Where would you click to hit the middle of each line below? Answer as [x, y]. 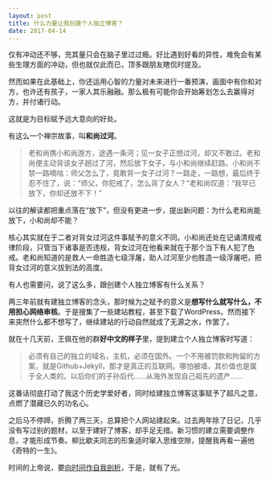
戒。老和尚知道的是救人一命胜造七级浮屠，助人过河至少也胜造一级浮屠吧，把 [135, 257]
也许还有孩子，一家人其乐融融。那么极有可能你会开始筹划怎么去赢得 [135, 92]
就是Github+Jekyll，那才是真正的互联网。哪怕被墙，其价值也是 [146, 366]
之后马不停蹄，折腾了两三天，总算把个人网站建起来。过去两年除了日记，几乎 [135, 421]
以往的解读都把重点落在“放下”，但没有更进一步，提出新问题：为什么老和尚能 [135, 211]
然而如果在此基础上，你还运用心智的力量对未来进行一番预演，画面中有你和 [131, 82]
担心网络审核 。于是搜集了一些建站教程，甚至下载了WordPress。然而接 [132, 312]
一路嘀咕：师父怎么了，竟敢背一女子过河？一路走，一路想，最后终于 [148, 173]
